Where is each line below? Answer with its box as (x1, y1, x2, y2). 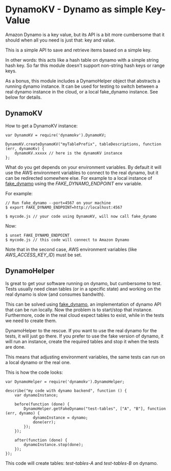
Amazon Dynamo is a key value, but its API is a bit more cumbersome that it (5, 31, 165, 37)
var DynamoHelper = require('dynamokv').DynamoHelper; (5, 379, 125, 384)
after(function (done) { (14, 438, 68, 443)
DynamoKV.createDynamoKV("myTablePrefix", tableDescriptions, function (5, 141, 161, 147)
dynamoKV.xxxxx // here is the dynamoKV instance (14, 150, 123, 156)
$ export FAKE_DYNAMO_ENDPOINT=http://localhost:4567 (5, 204, 123, 210)
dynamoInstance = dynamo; (32, 415, 88, 420)
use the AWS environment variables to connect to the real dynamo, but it (5, 169, 159, 176)
